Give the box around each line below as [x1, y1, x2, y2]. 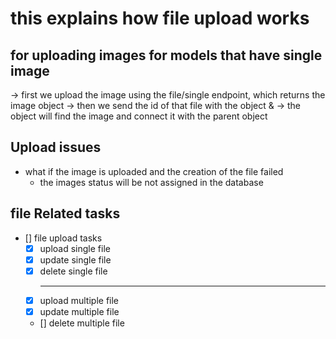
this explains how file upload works [10, 7, 310, 30]
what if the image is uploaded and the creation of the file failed [24, 165, 284, 177]
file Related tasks [10, 205, 121, 222]
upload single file [39, 242, 111, 254]
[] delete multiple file [39, 317, 125, 329]
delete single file [39, 265, 108, 277]
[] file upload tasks [24, 232, 103, 244]
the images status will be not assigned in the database [39, 176, 264, 188]
